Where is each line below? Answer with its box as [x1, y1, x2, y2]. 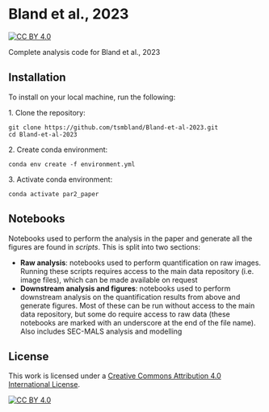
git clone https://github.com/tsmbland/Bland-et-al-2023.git [8, 123, 219, 132]
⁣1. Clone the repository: [8, 107, 86, 117]
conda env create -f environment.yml [8, 160, 136, 168]
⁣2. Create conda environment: [8, 145, 108, 154]
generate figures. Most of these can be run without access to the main [19, 301, 255, 310]
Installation [8, 70, 66, 85]
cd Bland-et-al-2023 [8, 130, 78, 138]
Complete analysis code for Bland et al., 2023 [8, 47, 161, 57]
